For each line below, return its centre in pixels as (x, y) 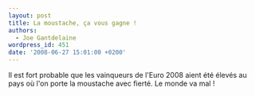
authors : (23, 30)
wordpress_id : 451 (39, 45)
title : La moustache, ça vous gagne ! (73, 23)
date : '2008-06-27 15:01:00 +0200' (67, 52)
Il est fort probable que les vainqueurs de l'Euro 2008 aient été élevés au (127, 75)
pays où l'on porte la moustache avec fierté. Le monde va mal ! (112, 83)
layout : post (30, 15)
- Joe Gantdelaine (46, 38)
